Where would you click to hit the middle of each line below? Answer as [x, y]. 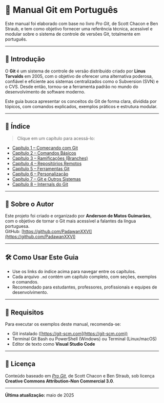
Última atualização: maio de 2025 [40, 395]
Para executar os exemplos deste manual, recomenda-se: [63, 324]
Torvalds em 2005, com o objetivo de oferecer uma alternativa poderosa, [79, 76]
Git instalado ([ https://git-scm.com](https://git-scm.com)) [70, 333]
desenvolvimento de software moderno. [45, 92]
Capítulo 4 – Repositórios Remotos [47, 163]
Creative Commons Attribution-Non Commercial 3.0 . [60, 381]
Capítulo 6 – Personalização [40, 174]
